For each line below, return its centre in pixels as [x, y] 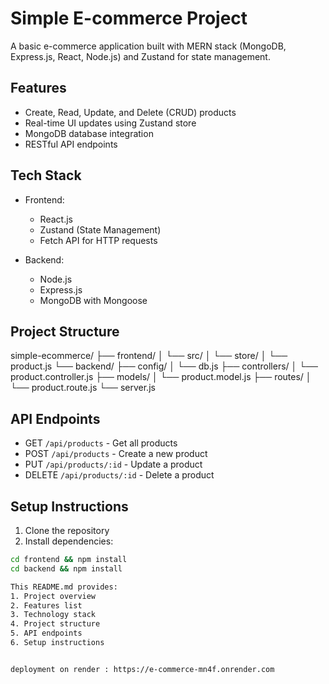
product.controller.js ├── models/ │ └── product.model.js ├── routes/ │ [161, 377]
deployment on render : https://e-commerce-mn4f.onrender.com [142, 669]
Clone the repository [67, 530]
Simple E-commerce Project [129, 18]
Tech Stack [46, 175]
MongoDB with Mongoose [93, 300]
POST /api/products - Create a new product [116, 454]
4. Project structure [55, 624]
